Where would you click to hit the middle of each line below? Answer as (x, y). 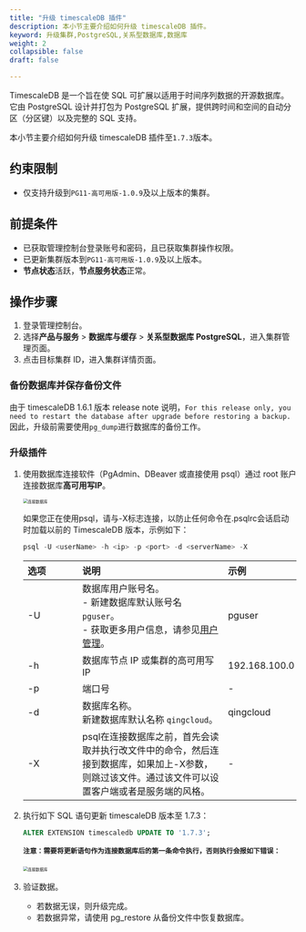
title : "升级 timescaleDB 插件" (68, 18)
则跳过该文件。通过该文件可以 (146, 777)
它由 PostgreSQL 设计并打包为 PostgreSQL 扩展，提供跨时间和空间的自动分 (150, 107)
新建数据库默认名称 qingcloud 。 (150, 719)
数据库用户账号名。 (123, 589)
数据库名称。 (109, 705)
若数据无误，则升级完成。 (84, 906)
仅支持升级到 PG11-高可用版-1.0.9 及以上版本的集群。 (119, 192)
